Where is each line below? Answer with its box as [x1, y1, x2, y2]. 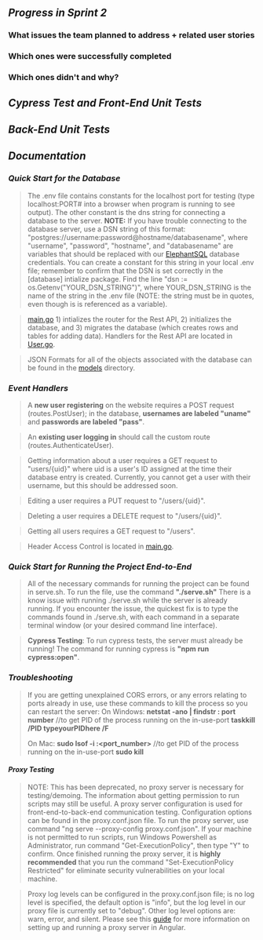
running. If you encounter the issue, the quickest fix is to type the [27, 604, 239, 614]
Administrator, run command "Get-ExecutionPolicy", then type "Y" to [27, 840, 250, 850]
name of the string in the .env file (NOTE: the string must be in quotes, [27, 290, 254, 301]
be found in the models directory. [27, 363, 136, 372]
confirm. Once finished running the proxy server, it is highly [27, 849, 221, 858]
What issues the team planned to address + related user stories [8, 30, 255, 41]
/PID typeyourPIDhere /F [27, 723, 109, 733]
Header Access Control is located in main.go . [27, 541, 174, 551]
